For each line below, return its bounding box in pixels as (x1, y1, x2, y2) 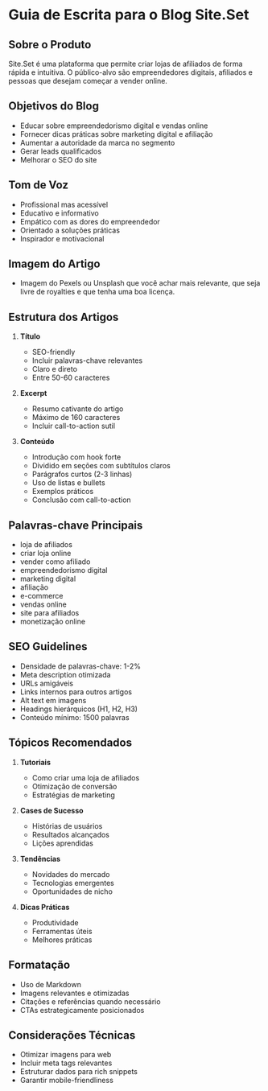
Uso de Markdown (19, 979, 82, 989)
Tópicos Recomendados (8, 736, 133, 750)
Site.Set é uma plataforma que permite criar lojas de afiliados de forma (8, 59, 243, 68)
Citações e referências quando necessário (19, 996, 161, 1007)
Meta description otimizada (19, 669, 111, 679)
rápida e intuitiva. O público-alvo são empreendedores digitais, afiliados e (8, 68, 254, 77)
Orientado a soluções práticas (19, 225, 121, 235)
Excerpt (19, 389, 47, 398)
